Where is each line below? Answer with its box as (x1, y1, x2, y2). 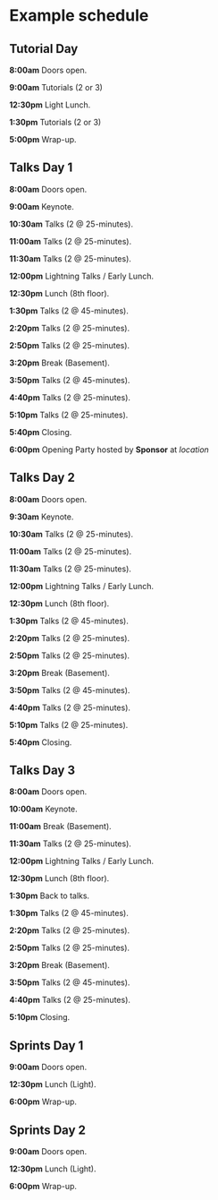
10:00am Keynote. (9, 803, 78, 815)
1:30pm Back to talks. (9, 890, 90, 901)
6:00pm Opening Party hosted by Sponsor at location (9, 444, 210, 455)
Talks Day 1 (9, 160, 73, 176)
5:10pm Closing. (9, 1012, 71, 1023)
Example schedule (9, 5, 149, 26)
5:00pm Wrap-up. (9, 134, 78, 144)
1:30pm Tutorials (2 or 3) (9, 117, 102, 127)
